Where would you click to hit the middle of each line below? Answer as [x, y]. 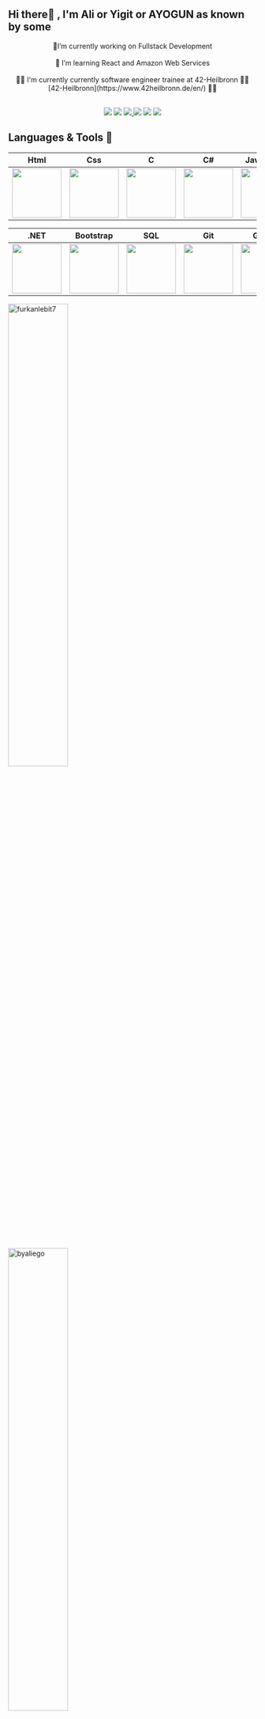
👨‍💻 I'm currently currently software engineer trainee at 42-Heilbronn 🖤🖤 [132, 79]
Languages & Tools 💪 [60, 138]
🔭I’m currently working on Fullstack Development [132, 46]
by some [30, 27]
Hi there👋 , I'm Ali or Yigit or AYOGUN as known [127, 15]
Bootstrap [94, 236]
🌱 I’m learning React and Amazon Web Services [132, 62]
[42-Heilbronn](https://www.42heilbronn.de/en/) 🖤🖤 [132, 88]
